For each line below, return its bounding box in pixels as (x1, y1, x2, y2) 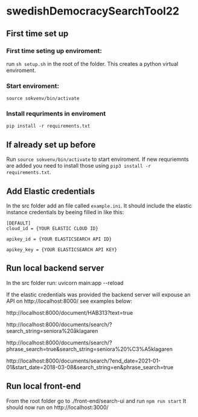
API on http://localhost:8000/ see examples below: (6, 297, 133, 304)
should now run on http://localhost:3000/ (6, 404, 109, 411)
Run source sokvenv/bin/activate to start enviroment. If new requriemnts (6, 156, 189, 163)
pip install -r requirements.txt (6, 123, 91, 130)
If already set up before (6, 139, 96, 149)
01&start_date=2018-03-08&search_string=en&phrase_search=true (6, 363, 174, 370)
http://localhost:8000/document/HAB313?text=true (6, 309, 133, 316)
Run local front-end (6, 381, 81, 392)
